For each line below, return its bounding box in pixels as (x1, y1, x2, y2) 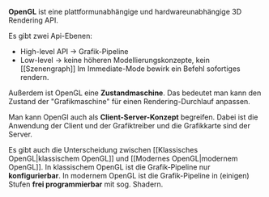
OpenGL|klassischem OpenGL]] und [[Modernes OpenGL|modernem (8, 153, 238, 163)
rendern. (19, 73, 49, 82)
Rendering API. (8, 15, 58, 25)
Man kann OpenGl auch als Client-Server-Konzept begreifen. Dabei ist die (8, 112, 258, 122)
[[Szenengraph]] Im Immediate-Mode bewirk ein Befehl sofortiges (19, 64, 241, 73)
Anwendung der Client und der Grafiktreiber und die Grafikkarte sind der (8, 121, 251, 130)
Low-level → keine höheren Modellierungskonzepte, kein (19, 56, 211, 65)
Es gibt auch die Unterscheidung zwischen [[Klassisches (8, 145, 199, 154)
